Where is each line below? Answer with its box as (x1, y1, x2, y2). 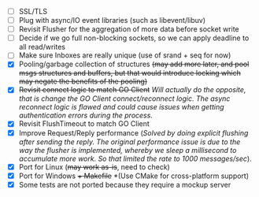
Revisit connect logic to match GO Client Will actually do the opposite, (18, 85, 246, 95)
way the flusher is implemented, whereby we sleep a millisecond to (18, 145, 237, 154)
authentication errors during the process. (18, 110, 153, 121)
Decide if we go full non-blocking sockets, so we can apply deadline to (18, 33, 250, 43)
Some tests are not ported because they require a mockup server (18, 180, 231, 189)
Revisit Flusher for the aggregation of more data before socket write (18, 24, 239, 34)
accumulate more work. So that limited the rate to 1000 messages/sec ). (18, 154, 253, 163)
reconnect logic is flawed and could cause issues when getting (18, 102, 225, 112)
